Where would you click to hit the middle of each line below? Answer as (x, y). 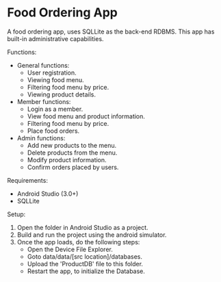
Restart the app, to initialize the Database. (86, 271)
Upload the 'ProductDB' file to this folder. (85, 264)
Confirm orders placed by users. (73, 167)
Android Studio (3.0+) (48, 194)
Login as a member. (55, 109)
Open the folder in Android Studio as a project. (82, 227)
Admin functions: (41, 138)
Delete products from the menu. (72, 153)
